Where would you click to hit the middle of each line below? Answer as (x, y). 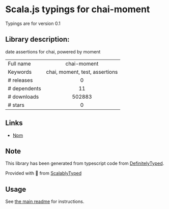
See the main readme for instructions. (45, 201)
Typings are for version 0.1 (33, 23)
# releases (20, 80)
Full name (20, 64)
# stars (16, 105)
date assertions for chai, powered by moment (53, 51)
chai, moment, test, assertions (82, 72)
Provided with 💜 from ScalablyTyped (44, 173)
